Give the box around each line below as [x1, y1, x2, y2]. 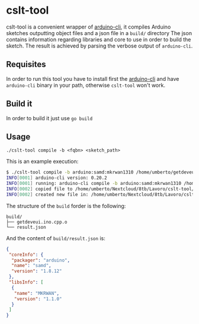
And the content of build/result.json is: [6, 234, 105, 241]
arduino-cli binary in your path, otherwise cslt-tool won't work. [6, 81, 166, 89]
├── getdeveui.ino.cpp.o [6, 219, 68, 225]
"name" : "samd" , [11, 263, 52, 269]
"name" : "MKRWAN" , [14, 290, 60, 296]
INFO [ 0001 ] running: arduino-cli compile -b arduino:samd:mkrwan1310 [6, 181, 182, 187]
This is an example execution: [6, 158, 79, 165]
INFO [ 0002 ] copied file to [6, 186, 73, 192]
